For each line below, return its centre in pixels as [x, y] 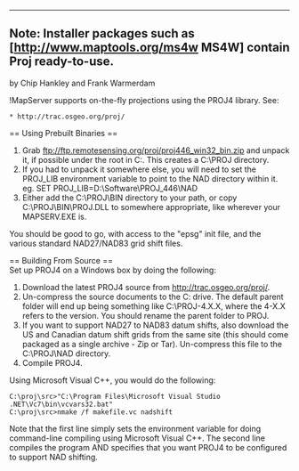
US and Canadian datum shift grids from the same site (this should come [155, 334]
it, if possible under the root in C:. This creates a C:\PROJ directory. [145, 159]
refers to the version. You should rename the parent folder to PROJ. [145, 315]
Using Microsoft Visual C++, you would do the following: [113, 380]
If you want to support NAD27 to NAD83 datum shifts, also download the [155, 325]
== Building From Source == [61, 260]
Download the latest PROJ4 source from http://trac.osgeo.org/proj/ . [146, 287]
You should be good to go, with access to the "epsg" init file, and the [135, 233]
